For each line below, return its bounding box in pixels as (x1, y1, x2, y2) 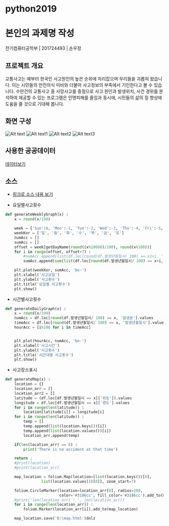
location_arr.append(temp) (23, 433, 80, 438)
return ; (14, 456, 33, 461)
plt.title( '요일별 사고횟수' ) (14, 281, 70, 287)
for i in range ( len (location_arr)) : (14, 502, 94, 507)
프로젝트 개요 (5, 61, 44, 70)
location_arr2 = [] (14, 391, 55, 396)
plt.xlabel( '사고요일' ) (14, 272, 60, 277)
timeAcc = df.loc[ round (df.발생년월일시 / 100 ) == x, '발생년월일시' (14, 320, 148, 325)
